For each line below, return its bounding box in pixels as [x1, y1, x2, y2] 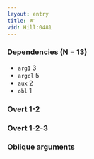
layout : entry [7, 10, 49, 18]
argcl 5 [17, 71, 40, 79]
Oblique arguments [7, 142, 76, 152]
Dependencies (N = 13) [7, 47, 88, 57]
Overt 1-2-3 [7, 123, 48, 133]
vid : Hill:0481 [7, 24, 52, 31]
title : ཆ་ [7, 17, 35, 24]
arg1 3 [17, 63, 37, 72]
